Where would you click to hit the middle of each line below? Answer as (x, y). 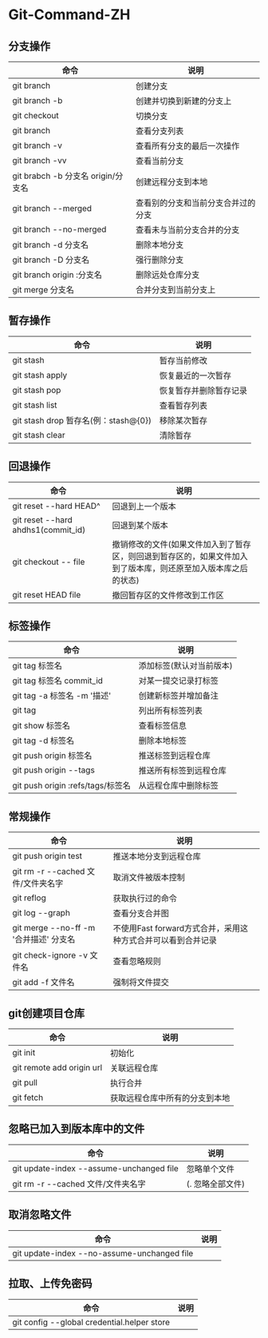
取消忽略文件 (40, 1215)
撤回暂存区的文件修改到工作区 (168, 595)
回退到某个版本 (140, 525)
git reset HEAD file (47, 594)
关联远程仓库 (134, 1068)
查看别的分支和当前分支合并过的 (195, 203)
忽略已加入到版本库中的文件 (77, 1129)
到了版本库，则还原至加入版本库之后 (180, 568)
